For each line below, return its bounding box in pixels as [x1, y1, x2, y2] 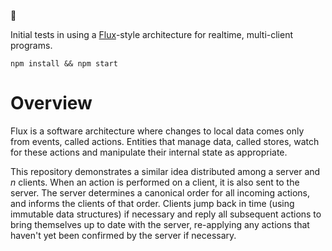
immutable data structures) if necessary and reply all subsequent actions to [10, 208, 322, 220]
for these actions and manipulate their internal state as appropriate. [10, 146, 288, 158]
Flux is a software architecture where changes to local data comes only [10, 125, 305, 137]
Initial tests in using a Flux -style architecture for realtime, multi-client [10, 29, 294, 40]
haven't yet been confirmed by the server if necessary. [10, 229, 237, 241]
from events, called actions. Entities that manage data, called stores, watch [10, 135, 320, 147]
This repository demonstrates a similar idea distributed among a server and [10, 165, 321, 177]
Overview [10, 92, 93, 115]
